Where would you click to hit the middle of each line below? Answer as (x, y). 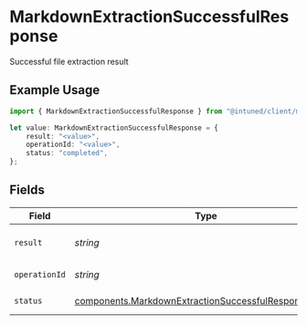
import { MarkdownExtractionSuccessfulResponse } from (116, 111)
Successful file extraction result (69, 61)
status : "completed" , (67, 153)
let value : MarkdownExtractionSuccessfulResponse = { (114, 128)
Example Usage (55, 90)
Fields (27, 190)
